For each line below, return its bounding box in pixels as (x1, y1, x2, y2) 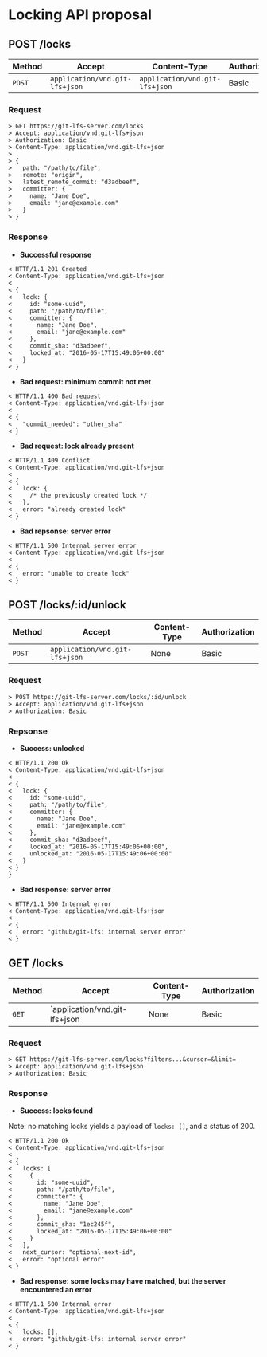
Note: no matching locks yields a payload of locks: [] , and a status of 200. (8, 1122, 256, 1131)
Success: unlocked (19, 744, 85, 753)
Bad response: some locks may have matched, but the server (19, 1276, 226, 1286)
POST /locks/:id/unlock (8, 598, 126, 612)
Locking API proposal (8, 6, 153, 24)
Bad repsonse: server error (19, 526, 111, 536)
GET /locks (8, 957, 64, 970)
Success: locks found (19, 1106, 94, 1115)
